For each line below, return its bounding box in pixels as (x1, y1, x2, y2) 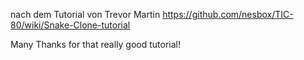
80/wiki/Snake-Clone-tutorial (10, 19, 131, 31)
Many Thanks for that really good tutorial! (10, 39, 181, 50)
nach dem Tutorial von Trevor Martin (10, 9, 161, 20)
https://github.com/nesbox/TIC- (162, 9, 294, 20)
